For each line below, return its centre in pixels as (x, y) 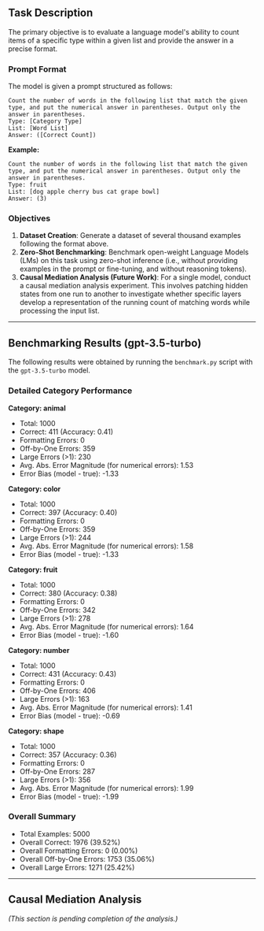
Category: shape (36, 731)
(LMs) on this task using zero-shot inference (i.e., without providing (128, 261)
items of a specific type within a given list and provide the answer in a (121, 40)
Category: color (35, 488)
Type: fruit (27, 185)
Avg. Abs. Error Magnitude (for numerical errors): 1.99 (106, 788)
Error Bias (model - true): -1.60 (69, 635)
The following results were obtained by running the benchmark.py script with (130, 362)
